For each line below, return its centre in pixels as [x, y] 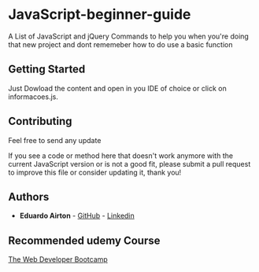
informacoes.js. [33, 97]
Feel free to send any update [55, 140]
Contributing [40, 121]
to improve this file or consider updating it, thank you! [95, 172]
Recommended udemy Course [84, 240]
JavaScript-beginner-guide [100, 15]
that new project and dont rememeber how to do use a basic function [120, 44]
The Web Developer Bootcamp [58, 259]
